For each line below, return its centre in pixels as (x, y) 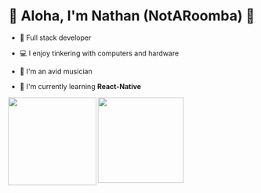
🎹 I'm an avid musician (56, 71)
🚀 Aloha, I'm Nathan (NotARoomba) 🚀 (132, 16)
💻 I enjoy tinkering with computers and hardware (99, 53)
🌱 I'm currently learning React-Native (80, 86)
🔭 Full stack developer (55, 38)
